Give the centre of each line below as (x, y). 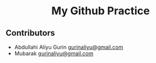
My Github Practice (101, 11)
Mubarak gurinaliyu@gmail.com (54, 53)
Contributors (30, 33)
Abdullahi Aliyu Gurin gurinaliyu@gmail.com (69, 47)
